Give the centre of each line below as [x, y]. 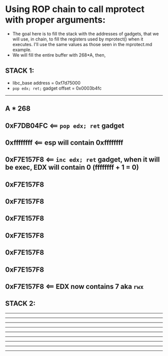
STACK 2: [20, 304]
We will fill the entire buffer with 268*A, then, [59, 55]
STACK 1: [20, 71]
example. [22, 50]
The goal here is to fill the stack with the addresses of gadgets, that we [85, 34]
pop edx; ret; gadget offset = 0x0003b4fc [57, 88]
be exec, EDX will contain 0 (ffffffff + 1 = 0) [72, 167]
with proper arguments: [55, 20]
